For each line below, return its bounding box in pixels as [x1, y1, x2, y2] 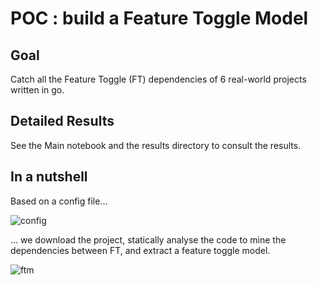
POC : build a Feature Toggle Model [10, 7, 309, 30]
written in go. [10, 84, 65, 96]
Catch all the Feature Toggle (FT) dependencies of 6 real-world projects [10, 73, 307, 85]
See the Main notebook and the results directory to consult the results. [10, 139, 302, 151]
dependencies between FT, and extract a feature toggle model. [10, 244, 271, 256]
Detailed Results [10, 113, 115, 130]
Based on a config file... [10, 195, 108, 207]
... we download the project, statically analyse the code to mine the [10, 233, 287, 246]
